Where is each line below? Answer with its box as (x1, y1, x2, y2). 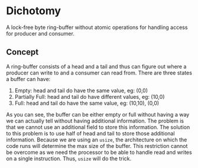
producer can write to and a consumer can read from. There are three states (6, 69, 192, 76)
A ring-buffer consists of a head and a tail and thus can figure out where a (6, 63, 187, 70)
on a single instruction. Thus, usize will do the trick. (6, 155, 132, 162)
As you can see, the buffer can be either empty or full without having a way (6, 111, 190, 118)
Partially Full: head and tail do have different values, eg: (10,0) (14, 93, 165, 100)
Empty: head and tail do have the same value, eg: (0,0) (14, 87, 148, 94)
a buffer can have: (6, 75, 51, 82)
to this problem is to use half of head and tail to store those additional (6, 130, 176, 137)
